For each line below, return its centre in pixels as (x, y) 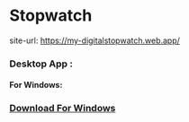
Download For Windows (63, 109)
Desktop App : (41, 64)
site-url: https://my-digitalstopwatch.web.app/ (94, 40)
